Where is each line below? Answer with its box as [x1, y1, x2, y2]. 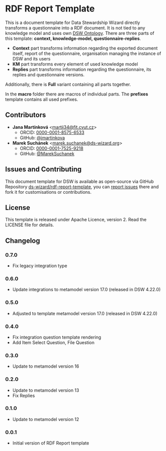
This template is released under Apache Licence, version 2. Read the [5, 217, 147, 223]
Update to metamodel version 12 [12, 416, 79, 422]
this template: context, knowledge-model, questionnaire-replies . [5, 35, 141, 41]
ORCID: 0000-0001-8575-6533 [19, 129, 85, 135]
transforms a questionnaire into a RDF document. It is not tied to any [5, 24, 146, 30]
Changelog [5, 236, 40, 245]
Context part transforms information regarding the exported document [12, 45, 158, 51]
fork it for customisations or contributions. [5, 189, 92, 195]
